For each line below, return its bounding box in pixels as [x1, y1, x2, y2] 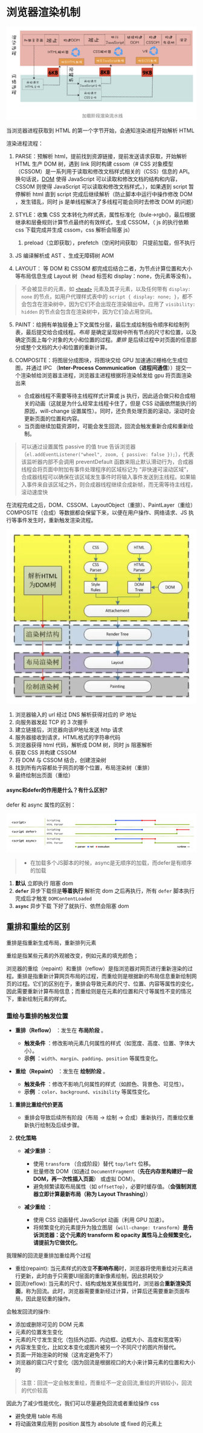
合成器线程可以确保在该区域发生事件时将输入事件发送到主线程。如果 [21, 474, 191, 481]
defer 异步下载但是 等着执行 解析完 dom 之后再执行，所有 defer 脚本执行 [14, 887, 195, 894]
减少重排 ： [24, 1147, 53, 1155]
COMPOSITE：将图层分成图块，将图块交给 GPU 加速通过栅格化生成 [14, 357, 183, 364]
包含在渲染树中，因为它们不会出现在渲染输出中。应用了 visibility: [26, 301, 196, 308]
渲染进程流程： [6, 140, 43, 147]
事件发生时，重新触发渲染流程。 [16, 517, 97, 524]
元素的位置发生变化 [14, 1329, 63, 1336]
